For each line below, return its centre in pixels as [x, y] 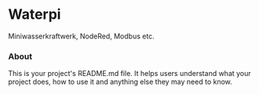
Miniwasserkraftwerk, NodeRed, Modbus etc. [81, 36]
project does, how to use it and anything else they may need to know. [120, 82]
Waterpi [35, 14]
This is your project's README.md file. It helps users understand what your [129, 74]
